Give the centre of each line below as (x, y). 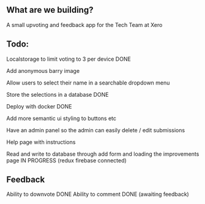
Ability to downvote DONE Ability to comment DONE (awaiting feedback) (98, 194)
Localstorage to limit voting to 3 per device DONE (69, 59)
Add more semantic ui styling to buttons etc (61, 118)
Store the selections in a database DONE (58, 94)
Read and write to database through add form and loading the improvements (103, 154)
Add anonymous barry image (43, 70)
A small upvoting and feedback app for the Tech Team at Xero (84, 25)
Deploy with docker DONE (39, 106)
